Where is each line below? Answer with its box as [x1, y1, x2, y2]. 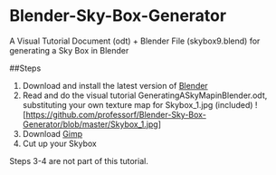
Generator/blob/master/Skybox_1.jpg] [22, 119, 161, 130]
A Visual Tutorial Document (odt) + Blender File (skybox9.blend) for [9, 35, 261, 46]
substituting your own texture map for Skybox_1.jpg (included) [22, 99, 253, 110]
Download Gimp [22, 128, 83, 139]
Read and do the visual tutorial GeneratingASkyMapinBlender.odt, [22, 90, 268, 101]
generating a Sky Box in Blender [9, 44, 129, 55]
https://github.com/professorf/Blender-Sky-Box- [25, 109, 206, 120]
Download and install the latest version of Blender [22, 80, 208, 91]
